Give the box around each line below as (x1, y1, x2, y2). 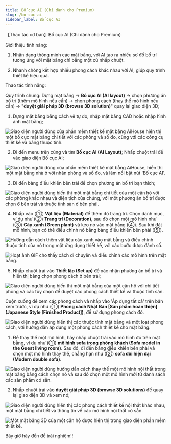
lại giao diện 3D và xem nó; (12, 392, 70, 398)
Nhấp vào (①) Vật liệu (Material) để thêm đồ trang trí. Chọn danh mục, (12, 211, 164, 217)
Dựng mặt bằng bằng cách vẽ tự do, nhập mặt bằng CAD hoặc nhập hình (12, 113, 166, 119)
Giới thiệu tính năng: (5, 42, 47, 48)
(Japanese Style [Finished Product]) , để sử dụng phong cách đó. (5, 309, 144, 315)
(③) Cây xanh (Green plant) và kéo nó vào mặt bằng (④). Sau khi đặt (12, 221, 162, 228)
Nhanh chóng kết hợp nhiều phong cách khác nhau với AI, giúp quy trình (12, 67, 165, 73)
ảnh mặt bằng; (12, 119, 43, 125)
